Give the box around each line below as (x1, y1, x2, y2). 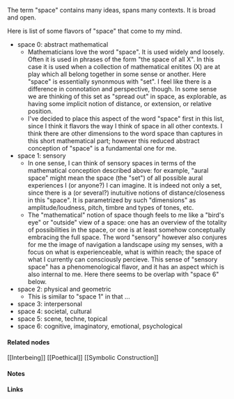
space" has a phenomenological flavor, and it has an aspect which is (27, 263, 225, 271)
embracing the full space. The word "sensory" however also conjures (27, 233, 228, 241)
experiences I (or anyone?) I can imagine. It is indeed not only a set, (27, 181, 222, 189)
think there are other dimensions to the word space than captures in (27, 129, 223, 137)
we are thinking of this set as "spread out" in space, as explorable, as (27, 92, 227, 100)
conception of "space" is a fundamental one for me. (27, 144, 177, 152)
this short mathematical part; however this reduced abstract (27, 137, 200, 145)
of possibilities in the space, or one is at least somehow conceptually (27, 226, 226, 234)
